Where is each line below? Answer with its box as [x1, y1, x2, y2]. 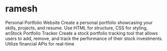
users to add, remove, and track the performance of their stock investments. [5, 35, 163, 41]
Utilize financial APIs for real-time [5, 40, 74, 46]
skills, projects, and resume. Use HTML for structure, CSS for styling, [5, 24, 148, 30]
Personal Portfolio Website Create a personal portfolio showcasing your [5, 19, 153, 25]
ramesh [5, 3, 38, 14]
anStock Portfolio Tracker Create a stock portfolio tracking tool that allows [5, 30, 158, 36]
